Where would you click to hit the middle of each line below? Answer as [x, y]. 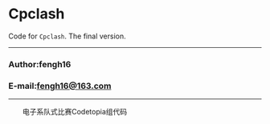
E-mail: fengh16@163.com [60, 86]
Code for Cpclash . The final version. [67, 36]
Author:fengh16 [40, 64]
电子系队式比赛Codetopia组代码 [75, 112]
